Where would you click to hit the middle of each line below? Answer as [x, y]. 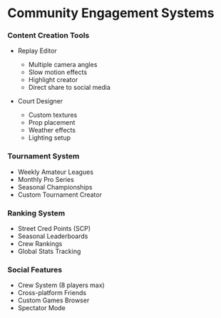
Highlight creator [53, 80]
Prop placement [52, 123]
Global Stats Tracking [49, 252]
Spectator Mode [41, 308]
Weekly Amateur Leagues [56, 172]
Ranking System [36, 213]
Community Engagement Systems [111, 13]
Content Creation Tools [48, 36]
